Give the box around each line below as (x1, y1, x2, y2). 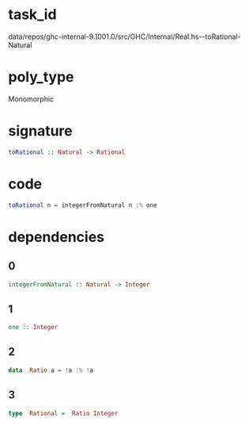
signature (8, 122, 73, 140)
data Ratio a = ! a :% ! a (8, 366, 93, 374)
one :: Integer (8, 324, 58, 331)
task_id (8, 6, 57, 24)
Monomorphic (8, 94, 55, 104)
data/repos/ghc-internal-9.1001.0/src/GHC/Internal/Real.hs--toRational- (8, 32, 241, 41)
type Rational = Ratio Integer (8, 409, 119, 417)
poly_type (8, 68, 74, 86)
